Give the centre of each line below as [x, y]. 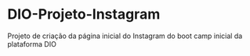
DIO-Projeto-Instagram [84, 14]
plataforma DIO [32, 44]
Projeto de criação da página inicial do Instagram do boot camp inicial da [125, 36]
